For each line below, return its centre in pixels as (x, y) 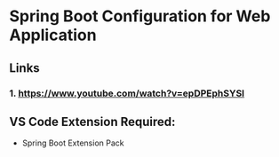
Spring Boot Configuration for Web (140, 16)
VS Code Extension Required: (92, 122)
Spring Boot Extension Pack (73, 143)
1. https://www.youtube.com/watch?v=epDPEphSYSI (127, 93)
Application (53, 35)
